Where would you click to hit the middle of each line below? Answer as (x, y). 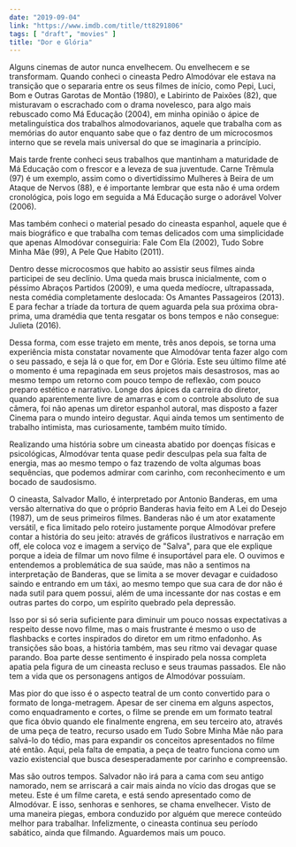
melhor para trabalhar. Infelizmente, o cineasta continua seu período (133, 823)
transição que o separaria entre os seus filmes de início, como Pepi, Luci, (143, 86)
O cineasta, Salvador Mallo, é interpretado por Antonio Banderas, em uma (144, 499)
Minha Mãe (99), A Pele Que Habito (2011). (87, 252)
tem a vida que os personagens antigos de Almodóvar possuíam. (127, 676)
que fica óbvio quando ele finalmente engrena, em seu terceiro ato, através (146, 721)
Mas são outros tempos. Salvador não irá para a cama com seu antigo (137, 776)
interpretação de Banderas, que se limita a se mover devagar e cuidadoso (144, 574)
